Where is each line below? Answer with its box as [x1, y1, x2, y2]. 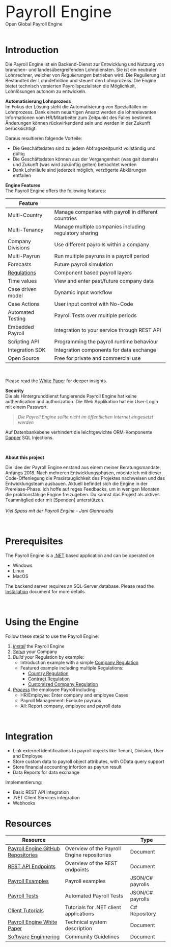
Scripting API [8, 338, 39, 345]
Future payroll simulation [54, 261, 113, 268]
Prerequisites [5, 536, 64, 547]
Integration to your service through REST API [54, 327, 161, 334]
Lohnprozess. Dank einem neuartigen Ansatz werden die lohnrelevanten [5, 109, 157, 115]
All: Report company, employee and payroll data [20, 703, 121, 709]
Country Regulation [27, 670, 69, 676]
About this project [5, 454, 45, 460]
